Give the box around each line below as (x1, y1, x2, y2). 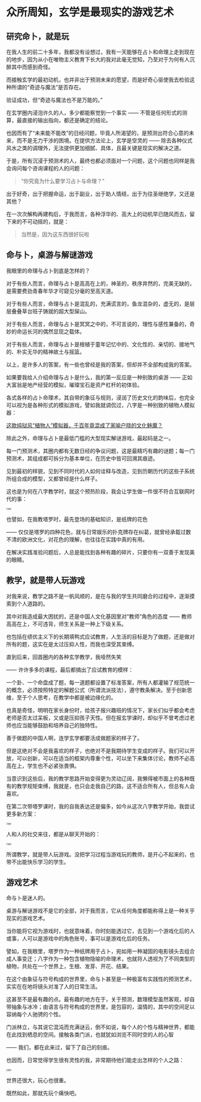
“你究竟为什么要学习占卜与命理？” (20, 178, 105, 184)
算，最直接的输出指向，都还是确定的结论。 (6, 117, 111, 124)
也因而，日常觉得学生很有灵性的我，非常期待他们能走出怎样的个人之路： (6, 1056, 184, 1064)
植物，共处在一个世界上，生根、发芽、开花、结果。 (6, 963, 132, 970)
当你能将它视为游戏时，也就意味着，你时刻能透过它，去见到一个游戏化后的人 (6, 927, 195, 934)
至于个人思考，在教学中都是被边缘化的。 (16, 694, 117, 701)
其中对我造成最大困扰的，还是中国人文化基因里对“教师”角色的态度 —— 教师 (6, 613, 193, 620)
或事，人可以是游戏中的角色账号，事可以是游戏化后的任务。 (6, 935, 153, 942)
